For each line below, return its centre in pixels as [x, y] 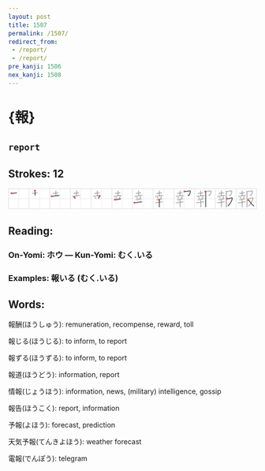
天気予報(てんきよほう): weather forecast [75, 442]
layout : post [30, 17]
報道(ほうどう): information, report [64, 375]
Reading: [31, 232]
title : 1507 [28, 25]
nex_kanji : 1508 [35, 75]
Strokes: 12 [36, 174]
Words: [26, 304]
